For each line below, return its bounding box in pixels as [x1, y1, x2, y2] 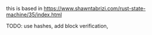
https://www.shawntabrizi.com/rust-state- [43, 5, 146, 12]
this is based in [6, 5, 43, 12]
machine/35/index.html [6, 11, 62, 18]
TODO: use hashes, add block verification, [6, 23, 109, 29]
